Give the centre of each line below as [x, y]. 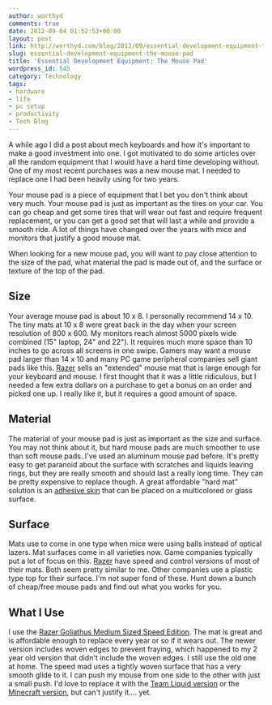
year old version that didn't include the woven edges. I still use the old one [132, 658]
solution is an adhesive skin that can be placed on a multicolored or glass [131, 490]
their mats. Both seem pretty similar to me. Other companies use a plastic [131, 570]
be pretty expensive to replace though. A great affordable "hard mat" [123, 481]
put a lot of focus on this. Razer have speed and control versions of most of [134, 561]
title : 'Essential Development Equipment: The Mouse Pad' [108, 62]
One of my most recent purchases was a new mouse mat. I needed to [124, 170]
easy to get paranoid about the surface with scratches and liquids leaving [131, 464]
